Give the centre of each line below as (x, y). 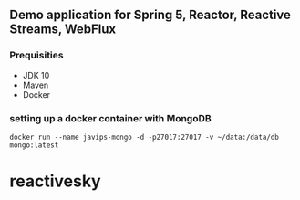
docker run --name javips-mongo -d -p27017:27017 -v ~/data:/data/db (145, 137)
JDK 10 (36, 75)
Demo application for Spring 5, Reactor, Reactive (150, 15)
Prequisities (36, 56)
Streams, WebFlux (63, 30)
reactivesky (56, 181)
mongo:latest (34, 145)
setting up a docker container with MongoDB (110, 118)
